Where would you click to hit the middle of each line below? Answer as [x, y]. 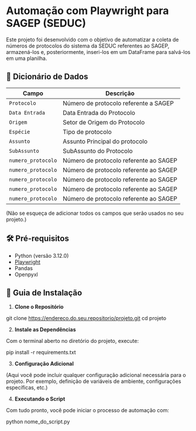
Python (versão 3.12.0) [42, 255]
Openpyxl [26, 274]
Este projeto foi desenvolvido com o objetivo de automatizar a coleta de [92, 39]
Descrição [120, 93]
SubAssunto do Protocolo [97, 151]
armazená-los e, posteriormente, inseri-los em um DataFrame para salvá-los [98, 52]
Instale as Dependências [45, 329]
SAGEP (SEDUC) [46, 23]
